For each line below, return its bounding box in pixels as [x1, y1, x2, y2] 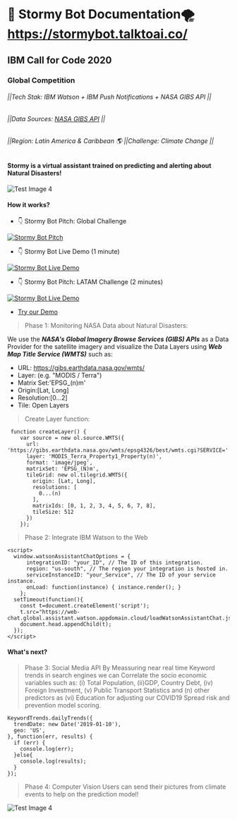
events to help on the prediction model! [24, 789, 139, 798]
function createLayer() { [10, 428, 87, 435]
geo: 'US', [13, 727, 46, 734]
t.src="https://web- [20, 608, 80, 615]
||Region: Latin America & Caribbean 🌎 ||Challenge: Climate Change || [7, 137, 214, 145]
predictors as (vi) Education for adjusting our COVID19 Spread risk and [24, 693, 230, 702]
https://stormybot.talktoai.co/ [7, 26, 188, 42]
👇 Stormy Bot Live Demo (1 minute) [17, 247, 120, 255]
